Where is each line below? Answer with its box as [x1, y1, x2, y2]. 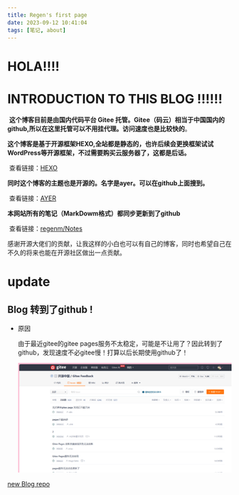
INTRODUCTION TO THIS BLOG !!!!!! [7, 91, 223, 107]
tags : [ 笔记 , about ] [7, 26, 66, 34]
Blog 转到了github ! [7, 304, 93, 316]
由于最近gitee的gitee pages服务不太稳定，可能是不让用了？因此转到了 [17, 339, 223, 347]
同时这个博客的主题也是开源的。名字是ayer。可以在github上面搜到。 [7, 178, 209, 187]
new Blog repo [7, 479, 51, 488]
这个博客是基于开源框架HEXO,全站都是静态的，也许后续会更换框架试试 [7, 139, 214, 148]
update [7, 273, 51, 290]
